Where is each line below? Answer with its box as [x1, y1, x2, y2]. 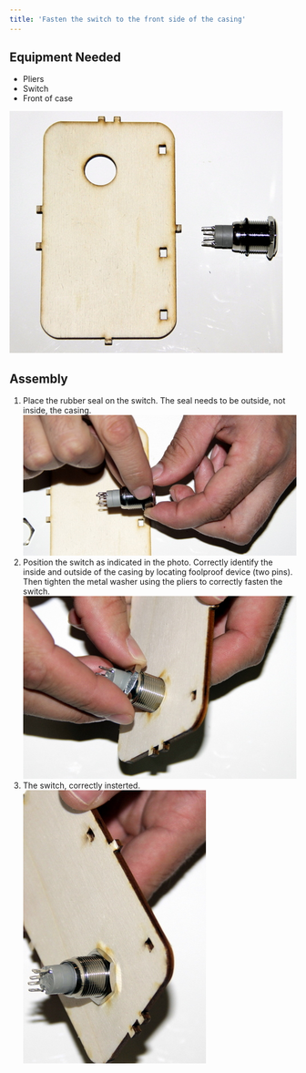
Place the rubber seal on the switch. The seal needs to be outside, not [22, 395, 286, 406]
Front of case [22, 93, 73, 104]
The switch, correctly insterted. [22, 780, 141, 792]
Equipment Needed [9, 50, 121, 66]
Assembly [9, 371, 68, 386]
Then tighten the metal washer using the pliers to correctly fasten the [22, 577, 283, 588]
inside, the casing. [22, 405, 92, 416]
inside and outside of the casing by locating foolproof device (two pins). [22, 567, 293, 577]
